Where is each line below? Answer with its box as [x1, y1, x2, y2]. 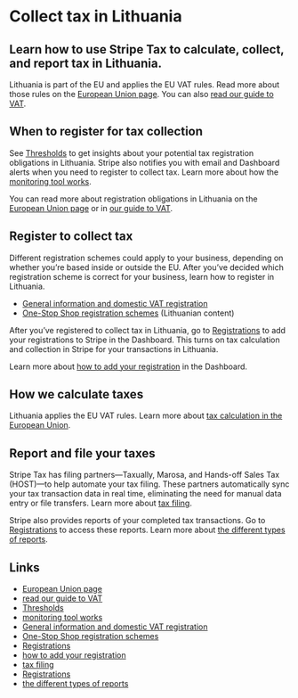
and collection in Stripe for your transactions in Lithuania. [9, 343, 219, 354]
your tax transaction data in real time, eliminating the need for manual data [9, 489, 282, 499]
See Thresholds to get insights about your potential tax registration [9, 147, 254, 158]
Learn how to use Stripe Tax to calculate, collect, [9, 42, 285, 57]
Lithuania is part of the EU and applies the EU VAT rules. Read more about [9, 79, 280, 90]
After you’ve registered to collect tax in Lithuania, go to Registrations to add [9, 324, 286, 335]
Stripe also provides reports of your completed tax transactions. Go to [9, 515, 266, 526]
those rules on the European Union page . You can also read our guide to [9, 89, 274, 99]
